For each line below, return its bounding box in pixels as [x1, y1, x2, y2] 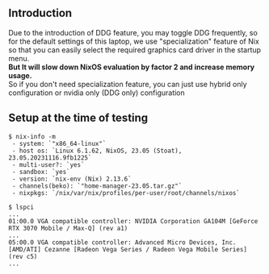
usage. [8, 70, 32, 80]
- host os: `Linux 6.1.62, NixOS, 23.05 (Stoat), [11, 147, 183, 155]
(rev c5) [8, 252, 38, 260]
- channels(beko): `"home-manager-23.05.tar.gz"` [11, 181, 183, 190]
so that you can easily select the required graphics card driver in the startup [8, 44, 261, 55]
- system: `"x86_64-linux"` [11, 139, 107, 147]
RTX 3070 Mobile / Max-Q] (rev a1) [8, 224, 128, 232]
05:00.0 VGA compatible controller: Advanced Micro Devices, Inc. [8, 238, 237, 247]
